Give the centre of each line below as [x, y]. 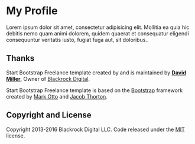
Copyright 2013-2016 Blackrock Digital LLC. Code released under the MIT [95, 129]
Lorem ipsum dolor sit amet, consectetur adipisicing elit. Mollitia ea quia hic [98, 27]
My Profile [32, 11]
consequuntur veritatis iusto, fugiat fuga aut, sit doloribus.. [77, 40]
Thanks [20, 58]
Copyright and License [49, 115]
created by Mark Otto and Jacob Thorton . [57, 96]
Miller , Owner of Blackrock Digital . [48, 78]
